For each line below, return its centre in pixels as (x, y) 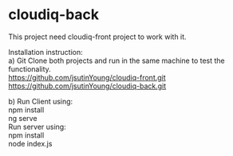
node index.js (30, 143)
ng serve (23, 118)
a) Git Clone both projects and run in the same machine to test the (116, 60)
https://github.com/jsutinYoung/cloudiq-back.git (87, 86)
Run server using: (37, 127)
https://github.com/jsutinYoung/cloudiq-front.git (87, 77)
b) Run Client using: (41, 101)
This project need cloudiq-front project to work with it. (97, 37)
